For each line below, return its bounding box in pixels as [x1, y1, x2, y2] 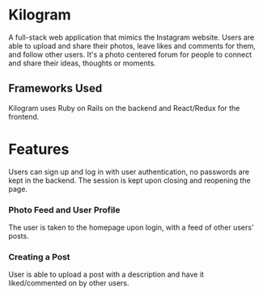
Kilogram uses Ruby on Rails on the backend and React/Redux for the [8, 103, 240, 112]
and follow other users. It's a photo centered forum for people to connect [8, 49, 252, 59]
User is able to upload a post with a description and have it [8, 269, 205, 280]
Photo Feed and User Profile [8, 204, 121, 215]
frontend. [8, 112, 40, 121]
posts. [8, 230, 30, 240]
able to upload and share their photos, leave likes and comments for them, [8, 40, 257, 50]
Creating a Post [8, 251, 70, 262]
